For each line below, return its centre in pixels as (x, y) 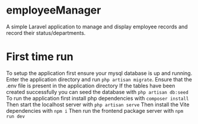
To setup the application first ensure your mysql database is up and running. (99, 73)
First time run (40, 57)
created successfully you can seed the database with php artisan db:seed (97, 92)
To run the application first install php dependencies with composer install (98, 98)
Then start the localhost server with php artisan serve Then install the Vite (98, 105)
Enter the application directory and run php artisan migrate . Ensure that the (99, 79)
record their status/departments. (46, 32)
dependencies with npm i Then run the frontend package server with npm (95, 110)
